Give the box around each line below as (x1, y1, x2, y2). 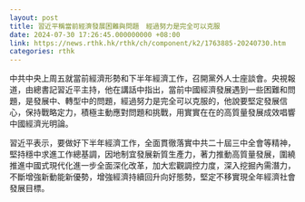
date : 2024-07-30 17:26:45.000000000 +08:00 (9, 30, 181, 39)
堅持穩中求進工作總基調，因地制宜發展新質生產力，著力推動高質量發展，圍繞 (9, 149, 296, 159)
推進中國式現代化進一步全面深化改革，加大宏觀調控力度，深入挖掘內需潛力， (9, 160, 296, 171)
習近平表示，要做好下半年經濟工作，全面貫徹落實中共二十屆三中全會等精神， (9, 138, 296, 149)
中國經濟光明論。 (9, 119, 74, 130)
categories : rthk (9, 47, 75, 56)
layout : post (9, 13, 59, 23)
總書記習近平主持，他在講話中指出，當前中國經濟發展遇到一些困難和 (33, 84, 288, 95)
